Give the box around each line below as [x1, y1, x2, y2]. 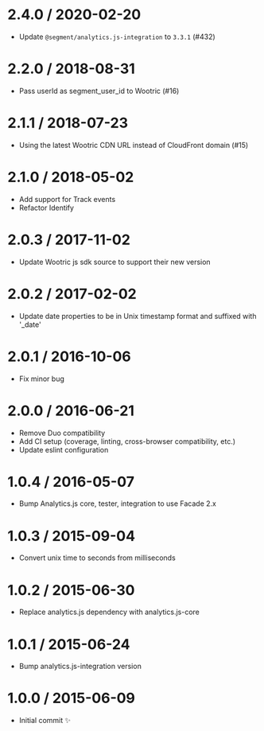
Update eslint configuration [18, 445, 109, 454]
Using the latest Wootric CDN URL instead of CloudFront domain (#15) [18, 140, 249, 150]
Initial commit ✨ [18, 716, 71, 725]
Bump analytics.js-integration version [18, 662, 142, 671]
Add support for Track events [18, 194, 116, 204]
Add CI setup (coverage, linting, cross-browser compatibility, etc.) [18, 436, 236, 446]
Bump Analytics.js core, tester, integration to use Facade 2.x [18, 499, 216, 508]
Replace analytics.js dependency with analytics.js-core [18, 607, 200, 617]
